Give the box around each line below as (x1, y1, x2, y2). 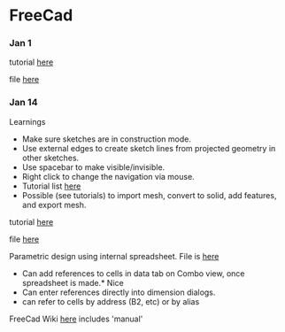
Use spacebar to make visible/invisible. (21, 161, 166, 173)
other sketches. (21, 152, 80, 163)
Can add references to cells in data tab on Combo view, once (21, 267, 245, 279)
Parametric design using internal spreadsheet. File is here (9, 251, 220, 261)
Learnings (9, 116, 46, 127)
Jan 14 (9, 97, 38, 109)
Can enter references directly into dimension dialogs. (21, 287, 216, 297)
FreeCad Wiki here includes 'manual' (9, 313, 143, 324)
